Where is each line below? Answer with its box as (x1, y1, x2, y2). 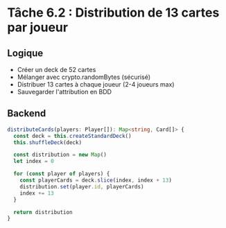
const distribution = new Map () (13, 151, 107, 159)
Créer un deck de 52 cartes (17, 66, 96, 73)
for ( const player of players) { (13, 170, 110, 177)
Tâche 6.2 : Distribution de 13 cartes (7, 5, 220, 21)
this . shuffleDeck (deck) (13, 139, 82, 146)
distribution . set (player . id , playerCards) (19, 183, 144, 190)
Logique (7, 47, 44, 59)
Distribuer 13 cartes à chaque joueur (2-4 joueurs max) (17, 80, 175, 88)
